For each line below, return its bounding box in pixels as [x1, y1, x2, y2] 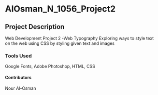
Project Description [5, 23, 65, 31]
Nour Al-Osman [5, 85, 36, 91]
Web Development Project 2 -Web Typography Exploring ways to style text [5, 35, 154, 41]
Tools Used [5, 52, 32, 59]
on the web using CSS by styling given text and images [5, 41, 115, 46]
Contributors [5, 74, 32, 80]
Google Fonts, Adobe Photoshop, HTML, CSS [5, 64, 96, 69]
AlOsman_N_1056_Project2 [5, 3, 116, 14]
